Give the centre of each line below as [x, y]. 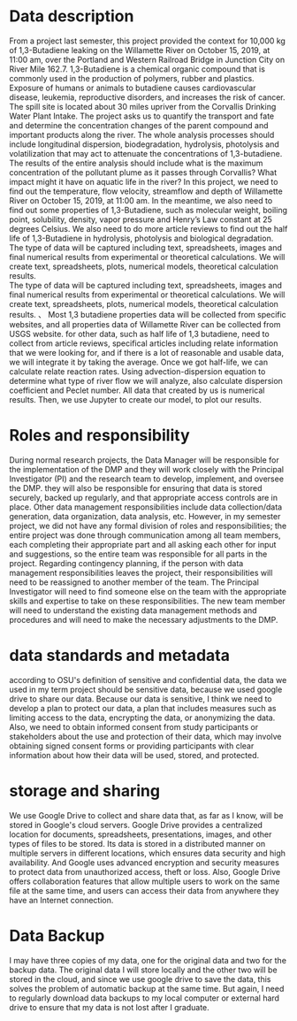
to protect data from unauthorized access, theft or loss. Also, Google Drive [145, 871]
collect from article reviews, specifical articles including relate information [144, 343]
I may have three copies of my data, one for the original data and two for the [148, 960]
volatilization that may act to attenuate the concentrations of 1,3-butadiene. [146, 153]
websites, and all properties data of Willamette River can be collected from [145, 324]
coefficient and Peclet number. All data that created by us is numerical [137, 390]
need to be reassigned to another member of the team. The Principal [134, 582]
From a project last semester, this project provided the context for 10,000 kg [147, 41]
